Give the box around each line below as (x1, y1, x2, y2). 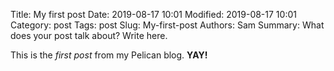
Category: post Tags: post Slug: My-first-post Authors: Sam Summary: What (10, 19, 325, 31)
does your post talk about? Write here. (10, 30, 168, 41)
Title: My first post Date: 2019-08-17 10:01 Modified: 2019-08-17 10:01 (10, 9, 297, 20)
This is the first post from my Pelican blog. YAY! (10, 49, 208, 61)
